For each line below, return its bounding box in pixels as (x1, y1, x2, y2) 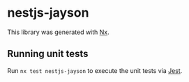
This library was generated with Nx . (7, 28, 109, 36)
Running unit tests (7, 48, 89, 60)
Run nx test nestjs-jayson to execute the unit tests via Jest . (7, 66, 183, 74)
